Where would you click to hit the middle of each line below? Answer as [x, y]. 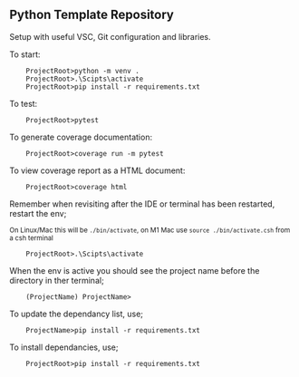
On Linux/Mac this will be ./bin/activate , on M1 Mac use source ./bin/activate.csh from [150, 230]
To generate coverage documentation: [81, 137]
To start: [25, 54]
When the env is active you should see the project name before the [135, 270]
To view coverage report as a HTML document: [97, 170]
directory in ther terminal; [57, 280]
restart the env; [38, 213]
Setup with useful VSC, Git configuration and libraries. [110, 36]
